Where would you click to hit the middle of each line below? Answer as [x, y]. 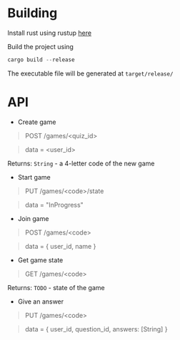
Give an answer [41, 302]
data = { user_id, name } [60, 246]
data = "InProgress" [54, 205]
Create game [37, 122]
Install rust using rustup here [49, 33]
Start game [34, 177]
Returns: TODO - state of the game [56, 287]
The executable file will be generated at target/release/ [90, 73]
